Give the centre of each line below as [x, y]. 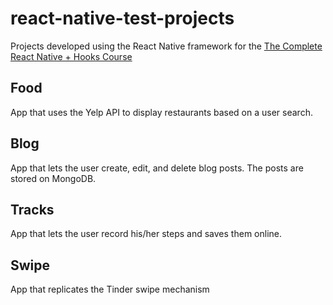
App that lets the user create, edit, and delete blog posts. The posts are [157, 168]
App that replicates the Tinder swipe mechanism [110, 289]
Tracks [32, 209]
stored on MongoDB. [53, 178]
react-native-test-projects [122, 18]
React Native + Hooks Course [71, 56]
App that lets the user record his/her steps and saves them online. [146, 234]
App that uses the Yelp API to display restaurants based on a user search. [161, 112]
